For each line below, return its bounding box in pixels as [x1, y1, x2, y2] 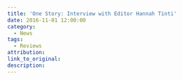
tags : [7, 36, 23, 43]
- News [13, 29, 33, 37]
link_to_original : [7, 56, 61, 63]
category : [7, 23, 36, 30]
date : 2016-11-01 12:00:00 [7, 17, 86, 24]
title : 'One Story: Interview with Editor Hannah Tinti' [7, 10, 177, 17]
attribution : [7, 49, 46, 56]
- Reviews [13, 42, 42, 49]
